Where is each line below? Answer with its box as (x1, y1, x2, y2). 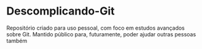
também (6, 37, 28, 44)
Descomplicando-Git (6, 4, 115, 18)
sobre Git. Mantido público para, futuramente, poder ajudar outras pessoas (6, 30, 196, 38)
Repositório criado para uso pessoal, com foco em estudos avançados (6, 24, 185, 31)
